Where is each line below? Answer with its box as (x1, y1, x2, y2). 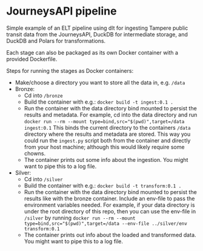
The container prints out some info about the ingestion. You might (24, 156, 188, 163)
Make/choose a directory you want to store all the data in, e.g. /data (15, 79, 185, 86)
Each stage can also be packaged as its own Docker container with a (6, 49, 179, 56)
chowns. (24, 150, 46, 157)
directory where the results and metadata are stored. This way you (24, 130, 191, 138)
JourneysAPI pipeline (6, 4, 117, 18)
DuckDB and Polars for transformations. (6, 37, 106, 44)
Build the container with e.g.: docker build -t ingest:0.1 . (24, 98, 174, 105)
